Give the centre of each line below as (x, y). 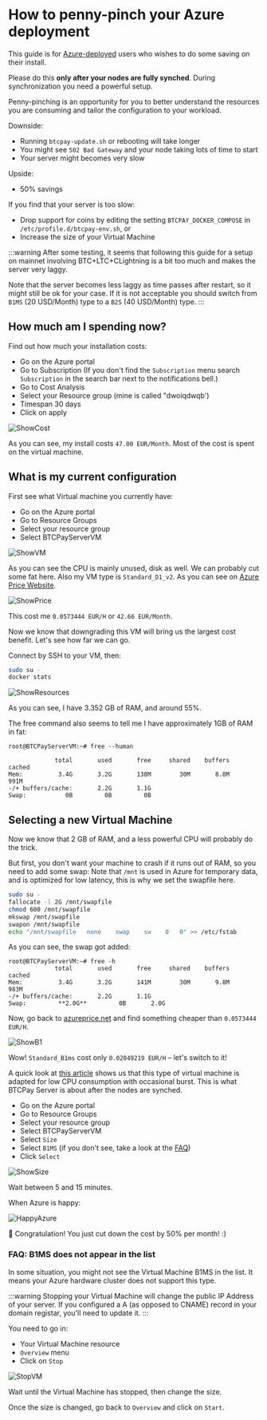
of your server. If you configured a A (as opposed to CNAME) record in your (133, 1304)
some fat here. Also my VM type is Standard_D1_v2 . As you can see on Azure (133, 576)
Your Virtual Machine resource (70, 1343)
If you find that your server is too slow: (72, 204)
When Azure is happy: (45, 1203)
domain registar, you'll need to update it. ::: (79, 1313)
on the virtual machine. (46, 452)
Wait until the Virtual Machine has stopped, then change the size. (115, 1391)
